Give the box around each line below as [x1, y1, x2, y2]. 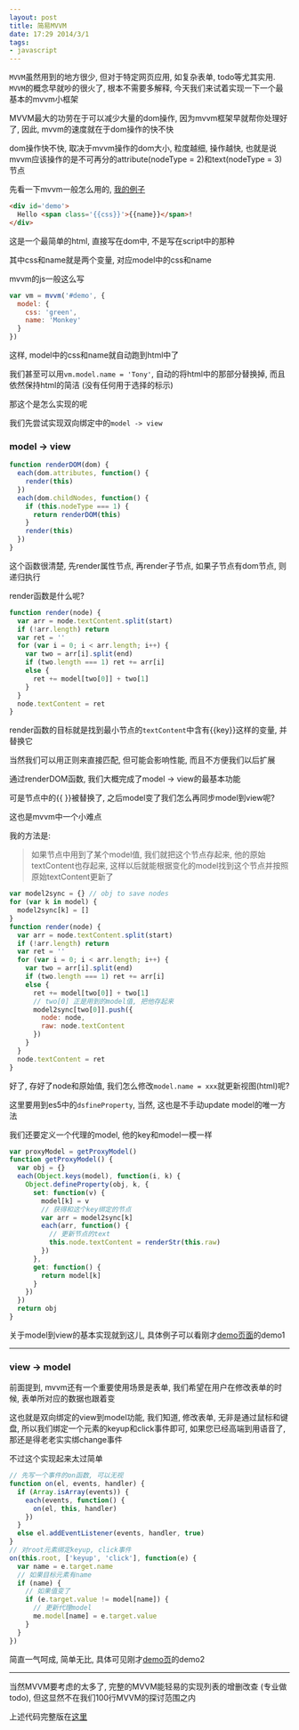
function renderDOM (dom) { [9, 460, 109, 470]
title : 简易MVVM [9, 21, 67, 30]
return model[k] [41, 1271, 101, 1280]
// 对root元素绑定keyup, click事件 [9, 1546, 132, 1555]
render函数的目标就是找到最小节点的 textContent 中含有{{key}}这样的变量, [9, 724, 278, 735]
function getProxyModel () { [9, 1155, 114, 1164]
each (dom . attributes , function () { [17, 469, 149, 478]
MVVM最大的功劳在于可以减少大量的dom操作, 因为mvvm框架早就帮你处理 [9, 113, 280, 124]
